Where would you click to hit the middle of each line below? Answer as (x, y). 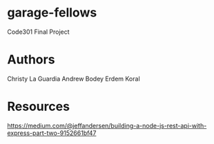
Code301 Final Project (39, 32)
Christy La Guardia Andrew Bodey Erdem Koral (74, 79)
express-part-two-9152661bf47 (52, 133)
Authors (31, 60)
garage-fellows (52, 13)
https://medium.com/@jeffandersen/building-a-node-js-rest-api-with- (107, 125)
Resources (39, 106)
